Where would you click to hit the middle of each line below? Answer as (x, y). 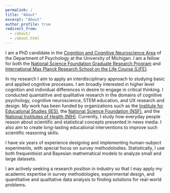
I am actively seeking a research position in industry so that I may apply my (84, 169)
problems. (16, 185)
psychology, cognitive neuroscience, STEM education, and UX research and (85, 100)
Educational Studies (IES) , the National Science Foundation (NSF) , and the (83, 111)
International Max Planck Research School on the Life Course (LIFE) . (77, 69)
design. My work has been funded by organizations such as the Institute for (84, 106)
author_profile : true (28, 24)
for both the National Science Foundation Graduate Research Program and (83, 63)
